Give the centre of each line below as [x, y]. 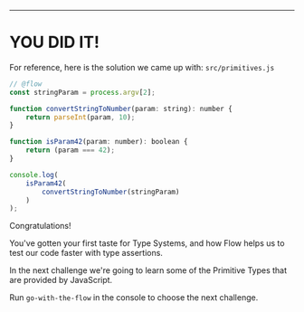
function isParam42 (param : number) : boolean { [99, 142]
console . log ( [34, 175]
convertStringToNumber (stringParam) [111, 192]
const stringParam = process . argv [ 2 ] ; [82, 92]
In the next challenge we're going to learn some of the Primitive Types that [148, 270]
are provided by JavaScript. [61, 280]
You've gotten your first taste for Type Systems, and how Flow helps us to [147, 243]
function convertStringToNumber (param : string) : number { [121, 109]
